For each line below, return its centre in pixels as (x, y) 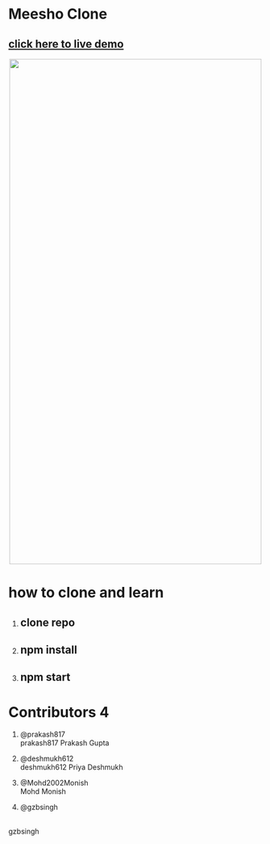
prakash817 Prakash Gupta (64, 743)
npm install (49, 650)
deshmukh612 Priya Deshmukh (71, 767)
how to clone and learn (86, 593)
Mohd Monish (43, 791)
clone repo (47, 622)
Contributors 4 (59, 712)
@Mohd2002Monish (54, 783)
